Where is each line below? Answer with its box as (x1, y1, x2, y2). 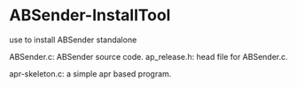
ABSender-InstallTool (9, 5, 171, 26)
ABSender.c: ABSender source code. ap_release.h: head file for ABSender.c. (9, 51, 288, 62)
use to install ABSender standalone (9, 34, 137, 45)
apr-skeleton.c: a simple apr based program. (9, 68, 172, 79)
